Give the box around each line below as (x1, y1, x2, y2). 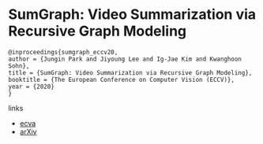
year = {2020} (8, 83, 55, 90)
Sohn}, (8, 61, 30, 70)
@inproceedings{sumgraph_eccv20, (8, 48, 118, 56)
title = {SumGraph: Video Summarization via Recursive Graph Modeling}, (8, 68, 253, 76)
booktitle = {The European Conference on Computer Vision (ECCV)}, (8, 76, 235, 83)
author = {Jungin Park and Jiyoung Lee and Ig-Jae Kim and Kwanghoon (8, 55, 242, 63)
